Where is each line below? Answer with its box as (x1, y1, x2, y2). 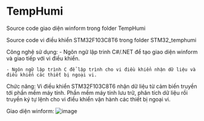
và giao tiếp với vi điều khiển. (6, 54, 80, 62)
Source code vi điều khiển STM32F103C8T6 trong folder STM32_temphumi (6, 36, 197, 43)
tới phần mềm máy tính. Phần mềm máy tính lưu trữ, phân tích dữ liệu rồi (6, 89, 188, 96)
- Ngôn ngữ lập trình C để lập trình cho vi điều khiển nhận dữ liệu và (6, 66, 196, 73)
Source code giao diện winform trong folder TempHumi (6, 24, 146, 32)
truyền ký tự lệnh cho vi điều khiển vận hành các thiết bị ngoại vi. (6, 95, 171, 103)
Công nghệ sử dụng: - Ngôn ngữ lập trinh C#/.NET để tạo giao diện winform (6, 48, 198, 56)
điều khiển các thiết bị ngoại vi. (6, 71, 97, 78)
